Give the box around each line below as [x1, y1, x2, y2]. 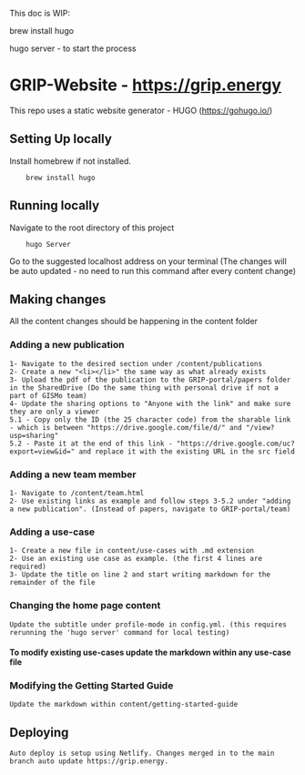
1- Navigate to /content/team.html [9, 488, 145, 497]
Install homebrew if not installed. [9, 155, 132, 167]
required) [9, 562, 47, 572]
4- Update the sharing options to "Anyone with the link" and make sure [9, 399, 291, 408]
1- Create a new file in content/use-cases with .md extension [9, 546, 255, 556]
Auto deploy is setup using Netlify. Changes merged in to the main [9, 749, 275, 759]
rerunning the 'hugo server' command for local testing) [9, 627, 230, 637]
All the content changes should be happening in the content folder [9, 316, 258, 327]
